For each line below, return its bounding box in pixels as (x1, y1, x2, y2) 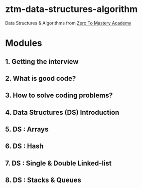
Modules (5, 37, 42, 49)
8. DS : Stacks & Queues (5, 176, 81, 185)
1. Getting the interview (5, 57, 79, 66)
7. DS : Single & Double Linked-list (5, 159, 112, 168)
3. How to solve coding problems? (5, 91, 113, 100)
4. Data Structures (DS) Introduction (5, 108, 120, 117)
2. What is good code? (5, 74, 76, 83)
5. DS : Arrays (5, 125, 49, 134)
